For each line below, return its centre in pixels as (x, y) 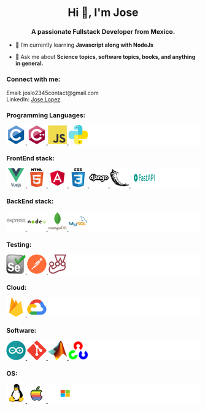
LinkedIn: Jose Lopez (33, 99)
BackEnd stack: (30, 201)
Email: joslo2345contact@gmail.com (53, 93)
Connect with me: (33, 79)
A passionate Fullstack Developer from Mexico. (103, 32)
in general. (29, 63)
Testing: (19, 244)
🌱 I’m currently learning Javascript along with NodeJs (84, 45)
